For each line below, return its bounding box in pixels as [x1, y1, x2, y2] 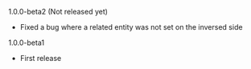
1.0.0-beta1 [8, 38, 45, 47]
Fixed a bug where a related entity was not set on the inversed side [19, 22, 243, 31]
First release [19, 54, 62, 63]
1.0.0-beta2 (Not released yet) [8, 7, 109, 16]
